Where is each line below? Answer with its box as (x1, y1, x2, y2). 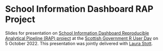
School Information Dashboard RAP (5, 3, 154, 15)
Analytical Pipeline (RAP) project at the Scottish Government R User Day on (5, 35, 159, 41)
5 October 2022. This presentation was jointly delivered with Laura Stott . (5, 40, 153, 46)
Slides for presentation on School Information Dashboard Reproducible (5, 30, 149, 36)
